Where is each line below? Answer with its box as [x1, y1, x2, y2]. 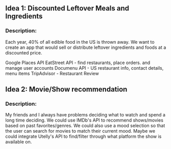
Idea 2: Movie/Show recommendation [5, 85, 128, 94]
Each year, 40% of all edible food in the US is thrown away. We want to [5, 39, 155, 45]
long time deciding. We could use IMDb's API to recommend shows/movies [5, 117, 163, 124]
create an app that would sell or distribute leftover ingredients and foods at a [5, 44, 166, 50]
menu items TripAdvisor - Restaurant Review [5, 70, 99, 76]
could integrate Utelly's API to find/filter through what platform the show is [5, 133, 162, 139]
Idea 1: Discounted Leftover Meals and [5, 4, 129, 13]
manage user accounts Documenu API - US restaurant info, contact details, [5, 65, 164, 71]
